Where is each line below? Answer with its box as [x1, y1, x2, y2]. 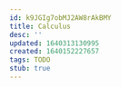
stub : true [9, 64, 51, 73]
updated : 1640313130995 [9, 38, 100, 48]
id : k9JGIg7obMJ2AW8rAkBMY [9, 13, 112, 23]
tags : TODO [9, 55, 51, 64]
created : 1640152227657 [9, 47, 100, 56]
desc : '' [9, 30, 43, 39]
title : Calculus [9, 22, 71, 31]
